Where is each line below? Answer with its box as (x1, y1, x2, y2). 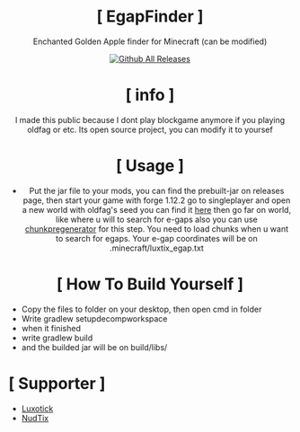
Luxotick (21, 402, 54, 414)
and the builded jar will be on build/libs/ (21, 341, 168, 352)
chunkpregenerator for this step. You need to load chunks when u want (24, 223, 289, 234)
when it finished (21, 322, 82, 333)
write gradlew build (21, 332, 93, 343)
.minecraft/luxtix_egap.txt (110, 242, 204, 253)
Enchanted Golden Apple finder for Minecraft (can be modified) (32, 36, 268, 47)
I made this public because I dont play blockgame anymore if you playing (14, 114, 286, 125)
